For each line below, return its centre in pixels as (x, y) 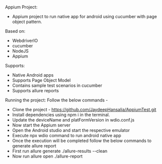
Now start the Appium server (41, 125)
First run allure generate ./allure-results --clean (60, 151)
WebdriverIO (25, 41)
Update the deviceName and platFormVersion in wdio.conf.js (73, 120)
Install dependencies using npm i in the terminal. (61, 115)
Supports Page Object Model (41, 80)
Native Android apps (33, 75)
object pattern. (27, 22)
